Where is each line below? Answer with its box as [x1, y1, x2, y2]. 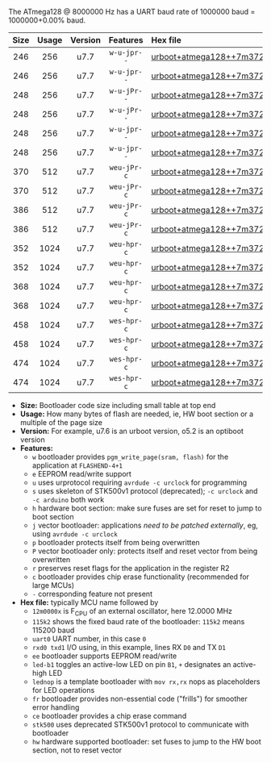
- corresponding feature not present [31, 589, 153, 598]
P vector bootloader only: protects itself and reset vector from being [31, 546, 258, 556]
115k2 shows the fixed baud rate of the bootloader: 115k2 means [31, 616, 245, 626]
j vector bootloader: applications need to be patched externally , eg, [31, 520, 258, 530]
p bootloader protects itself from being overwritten [31, 538, 200, 547]
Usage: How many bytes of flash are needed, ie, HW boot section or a [19, 409, 254, 419]
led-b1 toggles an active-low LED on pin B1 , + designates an [31, 659, 231, 669]
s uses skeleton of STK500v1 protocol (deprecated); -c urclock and [31, 486, 258, 495]
